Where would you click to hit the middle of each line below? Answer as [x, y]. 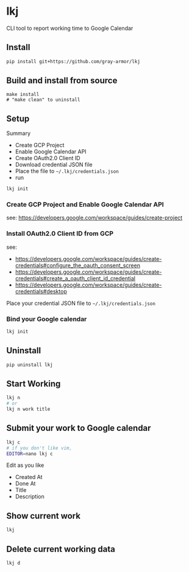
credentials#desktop [41, 291]
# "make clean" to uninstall [43, 100]
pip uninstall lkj [30, 365]
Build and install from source [62, 81]
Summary [19, 133]
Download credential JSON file [54, 165]
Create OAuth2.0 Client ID [48, 158]
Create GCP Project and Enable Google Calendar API [85, 205]
